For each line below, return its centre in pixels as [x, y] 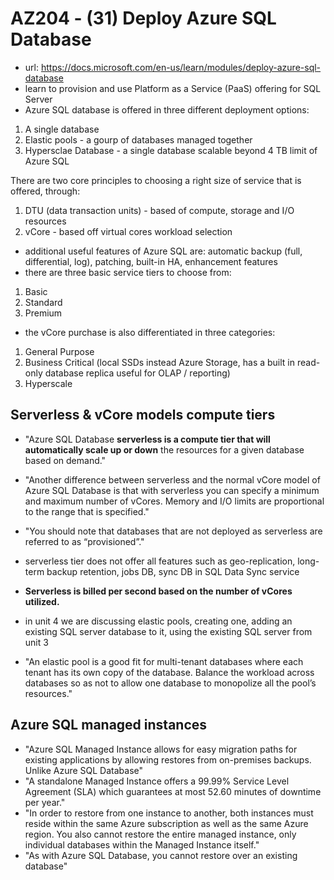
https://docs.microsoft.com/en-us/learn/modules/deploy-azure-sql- [181, 67]
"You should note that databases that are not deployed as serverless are [173, 531]
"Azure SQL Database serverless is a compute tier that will [147, 439]
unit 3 [36, 642]
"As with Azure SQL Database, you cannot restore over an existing [161, 855]
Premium [43, 313]
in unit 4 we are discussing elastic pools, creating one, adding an [158, 621]
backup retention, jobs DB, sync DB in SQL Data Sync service [173, 571]
